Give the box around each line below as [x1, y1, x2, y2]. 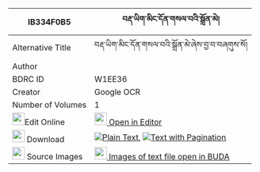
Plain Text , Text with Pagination [101, 132, 227, 143]
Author [12, 61, 38, 72]
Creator [12, 87, 41, 97]
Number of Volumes [12, 99, 87, 110]
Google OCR [94, 87, 141, 97]
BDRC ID [12, 74, 45, 84]
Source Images [26, 151, 83, 162]
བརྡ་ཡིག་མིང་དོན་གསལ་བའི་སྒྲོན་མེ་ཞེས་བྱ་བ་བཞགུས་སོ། [94, 39, 248, 50]
